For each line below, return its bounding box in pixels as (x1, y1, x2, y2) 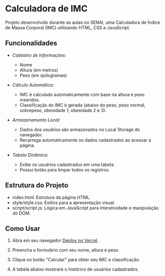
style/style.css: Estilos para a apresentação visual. (12, 199, 115, 206)
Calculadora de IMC (5, 3, 88, 14)
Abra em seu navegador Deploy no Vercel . (12, 237, 99, 243)
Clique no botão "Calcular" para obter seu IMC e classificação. (12, 257, 140, 263)
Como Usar (5, 224, 41, 233)
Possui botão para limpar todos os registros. (19, 166, 110, 172)
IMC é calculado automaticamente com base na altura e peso (19, 91, 145, 97)
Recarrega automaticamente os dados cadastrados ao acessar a (19, 137, 152, 143)
